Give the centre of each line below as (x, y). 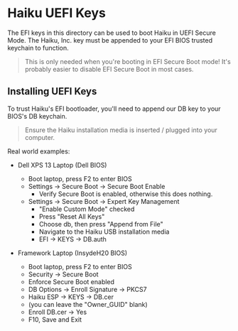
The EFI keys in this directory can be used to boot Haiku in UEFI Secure (112, 33)
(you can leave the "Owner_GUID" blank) (88, 304)
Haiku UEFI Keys (57, 13)
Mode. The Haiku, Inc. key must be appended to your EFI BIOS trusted (110, 40)
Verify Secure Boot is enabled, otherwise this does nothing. (126, 194)
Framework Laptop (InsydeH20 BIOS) (72, 253)
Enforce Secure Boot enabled (71, 281)
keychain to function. (38, 48)
